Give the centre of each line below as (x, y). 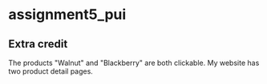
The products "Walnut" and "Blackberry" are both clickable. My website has (134, 63)
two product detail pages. (51, 71)
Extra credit (38, 44)
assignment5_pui (67, 15)
